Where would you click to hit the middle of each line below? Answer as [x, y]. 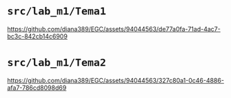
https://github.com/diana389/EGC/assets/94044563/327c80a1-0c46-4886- [115, 80]
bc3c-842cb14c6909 [37, 36]
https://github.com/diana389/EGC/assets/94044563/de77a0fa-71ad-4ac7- [114, 29]
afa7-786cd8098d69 [37, 88]
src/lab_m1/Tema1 [57, 11]
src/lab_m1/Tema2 [57, 63]
